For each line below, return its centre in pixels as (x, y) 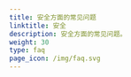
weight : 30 (29, 42)
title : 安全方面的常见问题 (53, 17)
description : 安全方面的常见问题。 (68, 34)
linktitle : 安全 (38, 26)
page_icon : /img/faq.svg (55, 58)
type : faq (27, 50)
